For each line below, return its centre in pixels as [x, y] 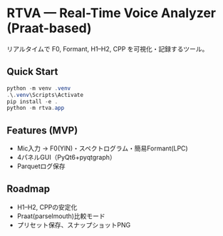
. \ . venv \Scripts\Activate [45, 95]
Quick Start [32, 72]
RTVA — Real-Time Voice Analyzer [111, 13]
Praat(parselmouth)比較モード [61, 216]
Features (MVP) [42, 130]
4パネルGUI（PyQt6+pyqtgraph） [66, 158]
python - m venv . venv [39, 88]
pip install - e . [32, 101]
